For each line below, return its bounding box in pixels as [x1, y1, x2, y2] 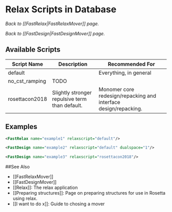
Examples [5, 122, 37, 131]
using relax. [12, 196, 37, 202]
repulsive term [52, 95, 87, 102]
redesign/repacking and [98, 92, 156, 99]
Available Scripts [5, 45, 60, 54]
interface [98, 98, 120, 105]
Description [58, 60, 88, 68]
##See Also [5, 164, 30, 170]
